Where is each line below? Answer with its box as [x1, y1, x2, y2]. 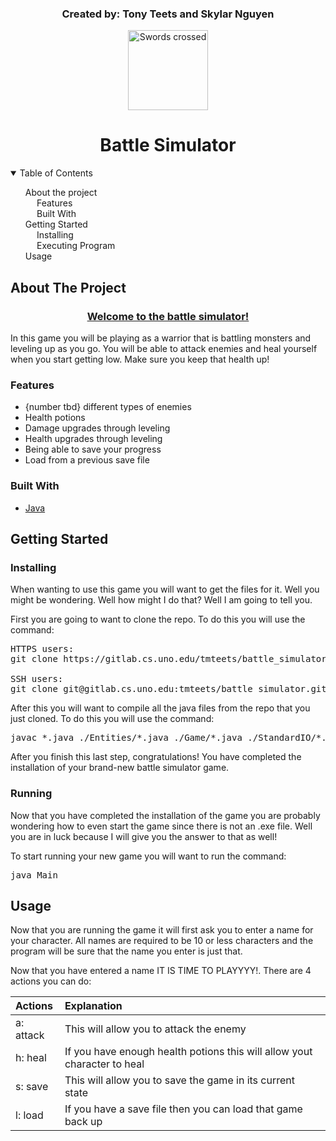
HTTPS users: [10, 643, 75, 655]
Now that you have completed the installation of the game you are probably [10, 809, 321, 821]
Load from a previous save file [24, 454, 150, 466]
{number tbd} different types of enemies [24, 401, 192, 413]
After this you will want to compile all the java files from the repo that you [10, 702, 311, 714]
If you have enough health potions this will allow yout [64, 1045, 313, 1059]
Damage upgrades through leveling [24, 422, 171, 434]
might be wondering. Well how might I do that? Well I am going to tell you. [10, 594, 313, 606]
